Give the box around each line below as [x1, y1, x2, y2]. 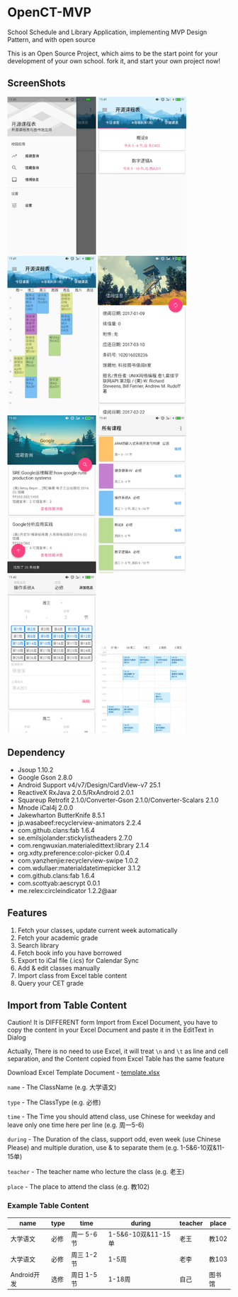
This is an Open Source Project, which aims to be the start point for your [7, 49, 218, 58]
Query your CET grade [17, 978, 84, 987]
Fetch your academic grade [17, 933, 98, 942]
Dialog [7, 1033, 26, 1042]
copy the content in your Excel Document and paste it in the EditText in [7, 1025, 214, 1035]
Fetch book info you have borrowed [17, 949, 122, 957]
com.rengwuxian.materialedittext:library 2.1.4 [17, 840, 149, 850]
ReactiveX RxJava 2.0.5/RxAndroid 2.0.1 [17, 788, 135, 796]
